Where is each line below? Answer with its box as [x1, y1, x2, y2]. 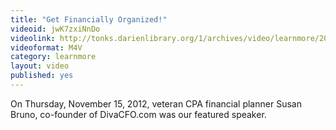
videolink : [10, 33, 56, 43]
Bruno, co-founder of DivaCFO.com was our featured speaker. [10, 108, 267, 120]
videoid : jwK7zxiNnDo [10, 24, 101, 34]
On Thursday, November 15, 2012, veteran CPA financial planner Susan [10, 97, 302, 110]
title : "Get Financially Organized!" [10, 14, 168, 25]
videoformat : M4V [10, 42, 83, 53]
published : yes [10, 71, 74, 81]
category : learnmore [10, 52, 97, 62]
